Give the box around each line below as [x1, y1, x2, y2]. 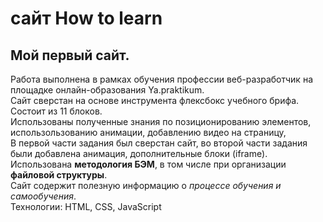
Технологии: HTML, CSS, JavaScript [10, 201, 162, 212]
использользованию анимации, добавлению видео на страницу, [10, 127, 287, 138]
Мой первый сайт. [10, 47, 130, 64]
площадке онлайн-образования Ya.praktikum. [10, 84, 205, 96]
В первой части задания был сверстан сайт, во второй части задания [10, 137, 308, 149]
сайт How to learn [10, 7, 163, 30]
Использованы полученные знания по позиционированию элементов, [10, 116, 312, 127]
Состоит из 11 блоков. [10, 105, 103, 117]
